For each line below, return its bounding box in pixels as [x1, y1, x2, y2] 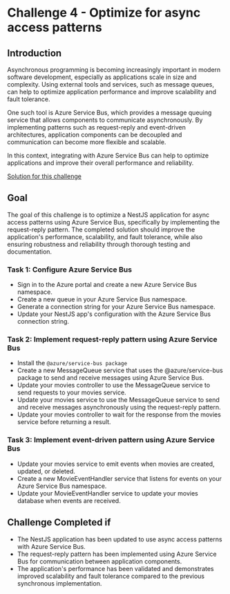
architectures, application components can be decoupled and [7, 130, 182, 139]
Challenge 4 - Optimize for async [7, 5, 201, 21]
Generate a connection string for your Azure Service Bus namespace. [17, 303, 215, 311]
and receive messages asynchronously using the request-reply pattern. [17, 403, 221, 412]
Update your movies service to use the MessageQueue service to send [17, 396, 220, 404]
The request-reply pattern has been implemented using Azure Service [17, 550, 217, 558]
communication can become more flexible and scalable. [7, 138, 166, 146]
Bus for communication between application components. [17, 557, 182, 566]
